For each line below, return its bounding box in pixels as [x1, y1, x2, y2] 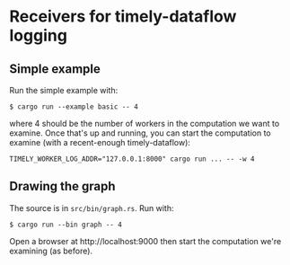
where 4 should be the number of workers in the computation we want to [9, 119, 280, 128]
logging [9, 25, 67, 46]
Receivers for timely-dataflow [9, 6, 237, 27]
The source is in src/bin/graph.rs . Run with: [9, 202, 174, 213]
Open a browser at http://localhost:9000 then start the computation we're [9, 235, 282, 246]
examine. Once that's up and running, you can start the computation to [9, 128, 271, 138]
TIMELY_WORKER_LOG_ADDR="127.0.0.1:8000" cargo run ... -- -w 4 [9, 155, 255, 163]
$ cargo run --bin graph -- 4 [9, 220, 123, 229]
